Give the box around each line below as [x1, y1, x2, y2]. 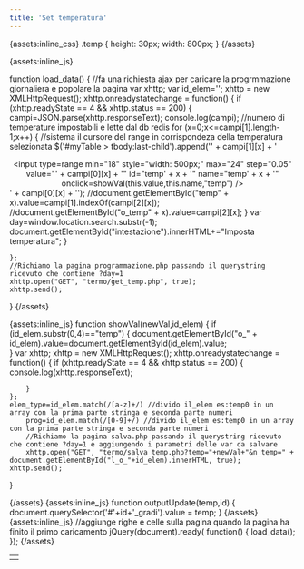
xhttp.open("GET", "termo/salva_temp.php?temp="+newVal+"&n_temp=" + [25, 447, 295, 456]
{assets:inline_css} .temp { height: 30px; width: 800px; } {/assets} [9, 38, 256, 49]
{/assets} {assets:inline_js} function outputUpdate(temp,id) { [9, 496, 236, 508]
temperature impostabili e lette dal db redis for [9, 122, 183, 132]
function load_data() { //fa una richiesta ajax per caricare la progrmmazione [9, 74, 291, 84]
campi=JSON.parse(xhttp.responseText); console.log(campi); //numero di [9, 112, 286, 123]
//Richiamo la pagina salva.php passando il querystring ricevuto [25, 432, 282, 441]
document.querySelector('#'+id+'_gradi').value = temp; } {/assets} [9, 506, 259, 517]
